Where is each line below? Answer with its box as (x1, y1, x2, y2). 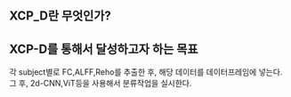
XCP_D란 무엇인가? (9, 8, 111, 24)
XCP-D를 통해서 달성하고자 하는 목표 (9, 41, 198, 56)
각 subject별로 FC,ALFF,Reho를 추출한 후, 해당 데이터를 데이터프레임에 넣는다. (9, 67, 283, 77)
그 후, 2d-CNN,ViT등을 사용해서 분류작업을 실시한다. (9, 78, 192, 89)
